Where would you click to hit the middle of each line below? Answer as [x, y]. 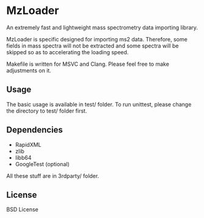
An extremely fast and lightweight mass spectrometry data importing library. [102, 27]
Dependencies [35, 130]
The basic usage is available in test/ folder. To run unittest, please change [99, 104]
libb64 [23, 157]
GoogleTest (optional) [42, 164]
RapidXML [28, 144]
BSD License [22, 209]
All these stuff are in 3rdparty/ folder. [53, 176]
